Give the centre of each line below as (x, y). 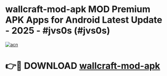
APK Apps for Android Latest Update (84, 20)
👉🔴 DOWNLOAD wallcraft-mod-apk (83, 66)
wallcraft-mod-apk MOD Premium (78, 9)
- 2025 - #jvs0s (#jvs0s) (58, 31)
